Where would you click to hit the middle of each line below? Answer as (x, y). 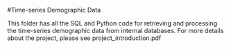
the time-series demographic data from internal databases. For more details (115, 31)
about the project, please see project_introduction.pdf (84, 38)
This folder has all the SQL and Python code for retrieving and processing (112, 23)
